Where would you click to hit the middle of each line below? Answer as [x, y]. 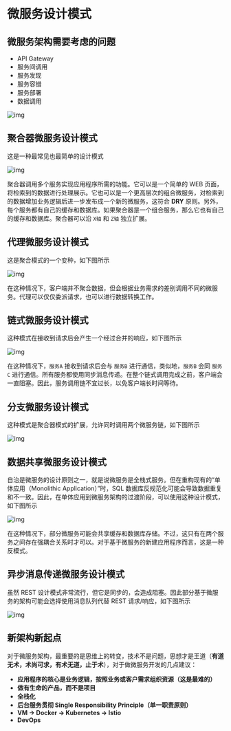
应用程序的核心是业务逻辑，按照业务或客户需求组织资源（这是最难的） [117, 679]
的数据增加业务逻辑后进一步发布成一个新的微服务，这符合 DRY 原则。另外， [114, 201]
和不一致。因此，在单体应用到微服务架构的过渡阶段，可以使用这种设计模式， [115, 497]
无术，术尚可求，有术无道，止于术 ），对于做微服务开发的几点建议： [102, 664]
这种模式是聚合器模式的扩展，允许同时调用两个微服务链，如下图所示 [103, 425]
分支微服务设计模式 [48, 407]
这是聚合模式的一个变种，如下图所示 [58, 260]
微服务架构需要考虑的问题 [61, 42]
